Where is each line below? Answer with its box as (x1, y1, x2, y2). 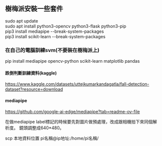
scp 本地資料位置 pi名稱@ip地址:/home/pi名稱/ (5, 135, 99, 141)
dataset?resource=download (5, 86, 63, 92)
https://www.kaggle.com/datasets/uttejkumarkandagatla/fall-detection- (5, 81, 149, 87)
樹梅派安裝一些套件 (5, 4, 63, 13)
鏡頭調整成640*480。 (19, 124, 65, 131)
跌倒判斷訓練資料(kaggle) (5, 70, 57, 76)
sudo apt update (5, 18, 38, 24)
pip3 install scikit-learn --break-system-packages (5, 33, 106, 39)
